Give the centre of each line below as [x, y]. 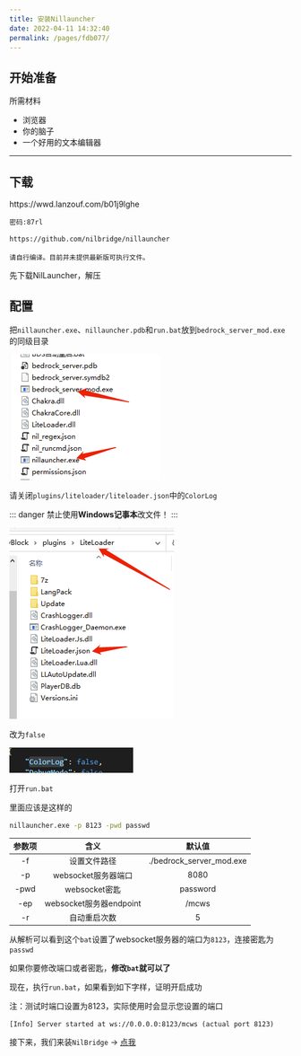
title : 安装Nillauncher [52, 19]
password [198, 889]
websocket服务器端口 [93, 875]
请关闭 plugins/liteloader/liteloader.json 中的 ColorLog [113, 495]
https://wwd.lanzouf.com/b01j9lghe [75, 204]
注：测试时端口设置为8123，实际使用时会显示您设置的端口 [116, 1006]
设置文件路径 [93, 861]
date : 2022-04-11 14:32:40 [60, 28]
